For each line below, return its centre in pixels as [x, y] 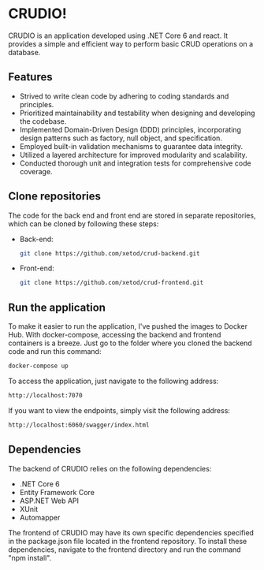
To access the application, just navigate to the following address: [113, 381]
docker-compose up [38, 366]
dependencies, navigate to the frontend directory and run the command [125, 550]
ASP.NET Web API [49, 501]
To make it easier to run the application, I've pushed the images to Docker [128, 326]
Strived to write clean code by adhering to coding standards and [124, 96]
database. [24, 52]
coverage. [36, 171]
